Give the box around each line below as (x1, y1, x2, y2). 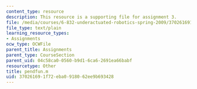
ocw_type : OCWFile (6, 42, 51, 47)
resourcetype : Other (6, 63, 57, 69)
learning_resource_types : (6, 30, 69, 36)
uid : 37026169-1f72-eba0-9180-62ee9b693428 (6, 74, 114, 80)
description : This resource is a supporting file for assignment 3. (6, 14, 177, 20)
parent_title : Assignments (6, 47, 72, 53)
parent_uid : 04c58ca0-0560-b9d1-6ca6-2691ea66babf (6, 57, 133, 63)
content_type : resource (6, 8, 64, 15)
